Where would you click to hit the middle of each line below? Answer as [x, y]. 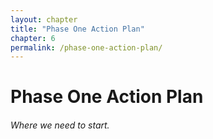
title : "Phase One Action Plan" [77, 29]
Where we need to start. [60, 125]
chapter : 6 [33, 38]
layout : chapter [44, 19]
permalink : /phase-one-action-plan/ [86, 47]
